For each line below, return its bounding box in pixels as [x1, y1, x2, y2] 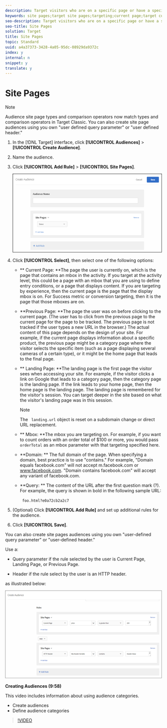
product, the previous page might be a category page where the [19, 340, 152, 346]
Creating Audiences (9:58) [5, 683, 62, 689]
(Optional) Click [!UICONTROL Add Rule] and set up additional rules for [12, 507, 159, 513]
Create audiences [12, 702, 49, 708]
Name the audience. [12, 154, 54, 160]
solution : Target [5, 29, 41, 34]
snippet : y [5, 60, 28, 66]
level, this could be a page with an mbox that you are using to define [19, 277, 160, 283]
